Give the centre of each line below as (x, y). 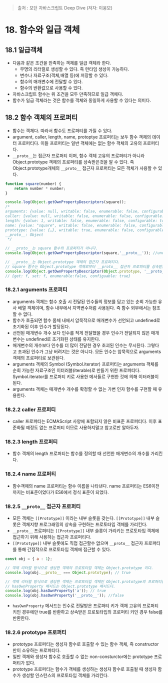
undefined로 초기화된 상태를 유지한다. (63, 339)
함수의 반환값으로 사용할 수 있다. (51, 88)
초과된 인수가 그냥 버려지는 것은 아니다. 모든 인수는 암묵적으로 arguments (89, 351)
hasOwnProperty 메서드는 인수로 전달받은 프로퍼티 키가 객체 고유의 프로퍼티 (85, 606)
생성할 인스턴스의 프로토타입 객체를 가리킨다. (65, 675)
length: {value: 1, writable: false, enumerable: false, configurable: (81, 220)
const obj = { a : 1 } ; (29, 559)
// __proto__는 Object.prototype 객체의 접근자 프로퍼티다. (63, 262)
